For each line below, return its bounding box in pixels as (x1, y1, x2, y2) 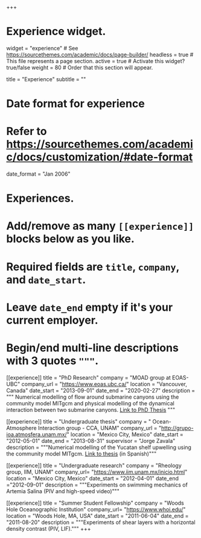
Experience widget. (6, 25, 106, 38)
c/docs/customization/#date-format (6, 150, 193, 164)
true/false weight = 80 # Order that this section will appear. (6, 64, 153, 71)
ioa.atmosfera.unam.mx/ (6, 431, 68, 438)
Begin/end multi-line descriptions (6, 341, 179, 354)
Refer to (6, 125, 47, 138)
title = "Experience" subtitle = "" (6, 75, 86, 82)
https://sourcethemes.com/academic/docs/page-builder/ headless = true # (6, 51, 194, 58)
